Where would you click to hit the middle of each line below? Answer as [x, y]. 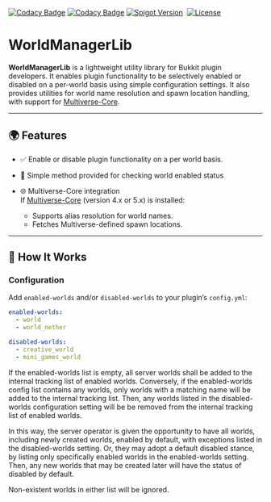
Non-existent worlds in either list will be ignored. [89, 489]
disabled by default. [41, 474]
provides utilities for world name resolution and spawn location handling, [129, 93]
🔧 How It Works [48, 257]
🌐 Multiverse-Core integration [70, 190]
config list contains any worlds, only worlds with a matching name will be [130, 389]
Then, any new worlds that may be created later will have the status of [125, 465]
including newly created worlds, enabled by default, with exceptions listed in [135, 439]
